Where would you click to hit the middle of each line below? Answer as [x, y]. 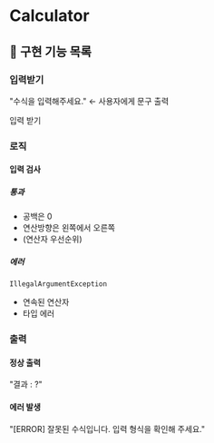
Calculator [49, 16]
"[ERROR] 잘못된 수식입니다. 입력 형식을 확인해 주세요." [107, 428]
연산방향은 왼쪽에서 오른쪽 [69, 228]
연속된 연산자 [46, 302]
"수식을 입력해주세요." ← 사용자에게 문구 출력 [89, 101]
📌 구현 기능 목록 [51, 51]
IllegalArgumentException [58, 284]
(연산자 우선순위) [53, 239]
